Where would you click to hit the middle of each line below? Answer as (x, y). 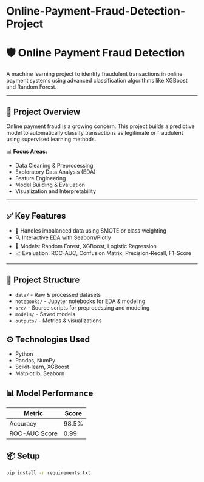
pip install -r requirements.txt (49, 473)
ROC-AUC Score (33, 433)
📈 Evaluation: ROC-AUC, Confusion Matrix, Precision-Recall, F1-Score (103, 253)
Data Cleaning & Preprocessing (54, 165)
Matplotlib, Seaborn (40, 373)
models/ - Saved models (45, 314)
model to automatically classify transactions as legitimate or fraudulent (95, 132)
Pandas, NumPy (35, 361)
